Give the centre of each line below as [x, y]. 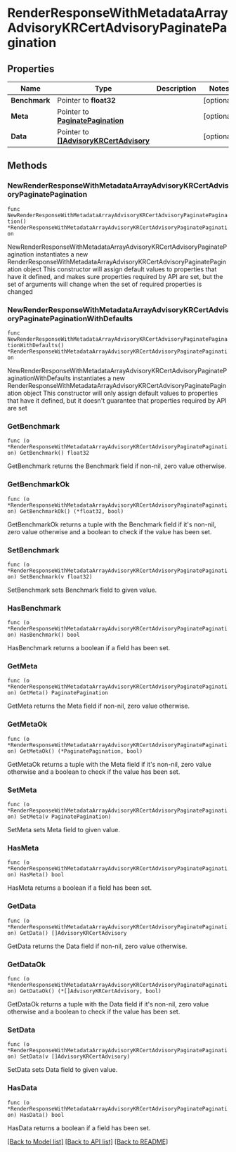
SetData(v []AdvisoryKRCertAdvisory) [75, 1057]
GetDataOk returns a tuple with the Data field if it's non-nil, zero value [108, 1004]
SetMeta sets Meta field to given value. [64, 830]
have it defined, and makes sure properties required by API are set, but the [115, 276]
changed [20, 291]
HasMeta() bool [42, 875]
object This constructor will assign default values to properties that [120, 269]
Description [176, 88]
